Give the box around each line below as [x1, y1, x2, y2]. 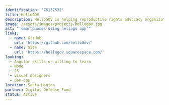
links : [5, 31, 19, 36]
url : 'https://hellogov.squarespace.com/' [14, 49, 105, 55]
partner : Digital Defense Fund [5, 87, 71, 92]
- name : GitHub [10, 36, 42, 41]
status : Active [5, 92, 37, 97]
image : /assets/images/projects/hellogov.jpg [5, 21, 102, 27]
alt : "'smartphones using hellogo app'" [5, 26, 92, 31]
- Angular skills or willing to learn [10, 59, 92, 64]
